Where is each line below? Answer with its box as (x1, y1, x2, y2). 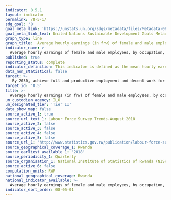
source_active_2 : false (5, 121, 56, 126)
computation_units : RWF (5, 168, 56, 174)
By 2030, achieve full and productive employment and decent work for (12, 78, 165, 83)
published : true (5, 54, 40, 60)
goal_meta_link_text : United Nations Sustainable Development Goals (5, 31, 154, 36)
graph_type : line (5, 36, 42, 41)
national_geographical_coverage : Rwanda (5, 173, 93, 178)
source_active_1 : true (5, 111, 53, 117)
